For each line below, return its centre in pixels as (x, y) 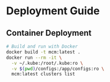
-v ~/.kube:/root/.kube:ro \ (47, 63)
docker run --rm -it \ (34, 58)
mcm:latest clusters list (43, 74)
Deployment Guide (53, 11)
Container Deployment (49, 33)
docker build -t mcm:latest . (43, 52)
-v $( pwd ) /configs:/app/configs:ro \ (58, 69)
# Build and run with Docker (42, 46)
